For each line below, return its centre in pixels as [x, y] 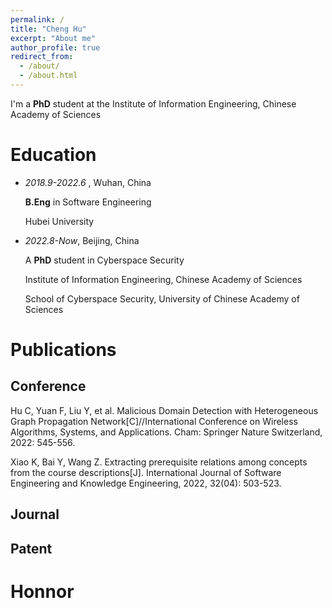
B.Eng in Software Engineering [88, 202]
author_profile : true [55, 47]
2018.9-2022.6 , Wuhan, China [88, 182]
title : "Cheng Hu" [48, 29]
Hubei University [59, 221]
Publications [63, 350]
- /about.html [48, 76]
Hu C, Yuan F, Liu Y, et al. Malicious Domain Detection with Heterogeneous [164, 410]
